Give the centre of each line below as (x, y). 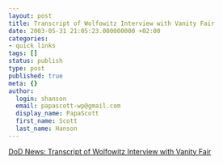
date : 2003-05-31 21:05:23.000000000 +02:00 (84, 31)
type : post (27, 69)
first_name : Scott (47, 121)
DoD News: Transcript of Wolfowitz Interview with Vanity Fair (110, 151)
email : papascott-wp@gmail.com (68, 106)
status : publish (36, 61)
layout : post (30, 16)
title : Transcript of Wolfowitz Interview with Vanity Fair (112, 23)
